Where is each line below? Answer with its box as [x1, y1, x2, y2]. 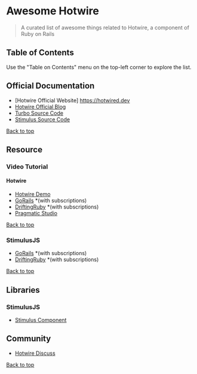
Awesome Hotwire [6, 4, 100, 18]
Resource [6, 145, 43, 155]
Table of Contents [6, 48, 75, 58]
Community [6, 333, 51, 344]
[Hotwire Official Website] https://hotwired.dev [14, 97, 130, 104]
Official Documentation [6, 81, 95, 91]
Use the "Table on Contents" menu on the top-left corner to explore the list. [6, 63, 192, 70]
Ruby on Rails [20, 30, 55, 37]
